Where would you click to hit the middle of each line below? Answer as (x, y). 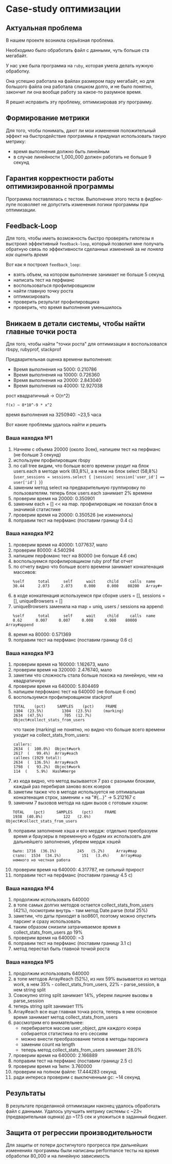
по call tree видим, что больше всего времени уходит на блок (81, 465)
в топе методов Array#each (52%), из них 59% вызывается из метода (90, 979)
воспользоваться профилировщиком (54, 285)
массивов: (25, 572)
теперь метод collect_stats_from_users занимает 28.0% (81, 1050)
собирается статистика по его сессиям (64, 1033)
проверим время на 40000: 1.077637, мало (60, 544)
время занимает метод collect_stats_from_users (65, 1017)
